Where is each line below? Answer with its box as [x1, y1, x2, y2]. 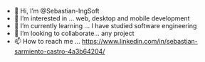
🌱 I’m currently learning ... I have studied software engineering [14, 22, 197, 30]
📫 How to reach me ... [14, 37, 80, 45]
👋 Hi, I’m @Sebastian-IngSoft [14, 7, 100, 15]
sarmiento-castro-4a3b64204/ [14, 47, 105, 56]
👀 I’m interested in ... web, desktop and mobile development [14, 14, 190, 23]
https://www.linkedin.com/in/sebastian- [81, 37, 198, 45]
